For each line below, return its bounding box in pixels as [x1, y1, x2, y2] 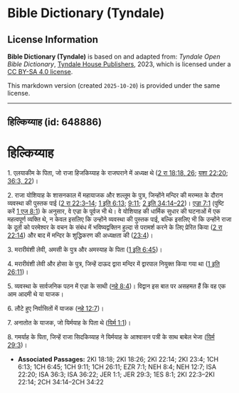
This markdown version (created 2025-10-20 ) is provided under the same [7, 81, 221, 90]
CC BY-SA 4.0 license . [7, 68, 73, 76]
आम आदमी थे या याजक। [7, 290, 64, 299]
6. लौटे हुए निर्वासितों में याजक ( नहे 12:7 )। [7, 305, 105, 313]
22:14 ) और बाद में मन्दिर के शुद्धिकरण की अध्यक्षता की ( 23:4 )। [7, 231, 154, 240]
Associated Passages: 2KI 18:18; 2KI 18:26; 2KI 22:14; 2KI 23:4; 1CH [17, 355, 219, 364]
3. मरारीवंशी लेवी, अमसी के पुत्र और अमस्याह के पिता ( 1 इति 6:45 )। [7, 245, 163, 254]
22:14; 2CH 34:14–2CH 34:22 [17, 378, 105, 387]
